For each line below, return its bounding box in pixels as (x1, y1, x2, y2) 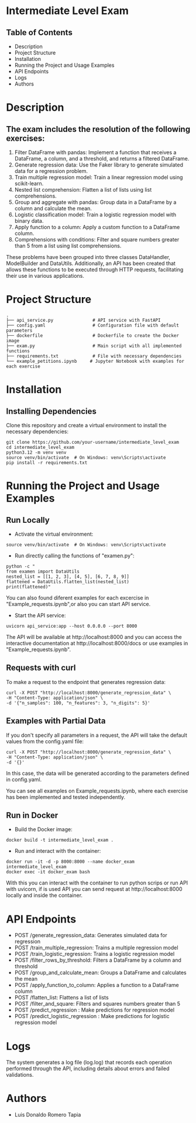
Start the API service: (14, 611, 66, 619)
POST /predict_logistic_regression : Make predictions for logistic (14, 1013, 170, 1020)
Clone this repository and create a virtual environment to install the (6, 421, 167, 428)
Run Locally (6, 515, 50, 525)
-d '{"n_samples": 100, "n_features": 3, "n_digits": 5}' (6, 700, 150, 706)
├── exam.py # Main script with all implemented (6, 343, 182, 349)
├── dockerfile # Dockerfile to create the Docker (6, 332, 180, 338)
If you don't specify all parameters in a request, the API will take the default (6, 731, 187, 739)
